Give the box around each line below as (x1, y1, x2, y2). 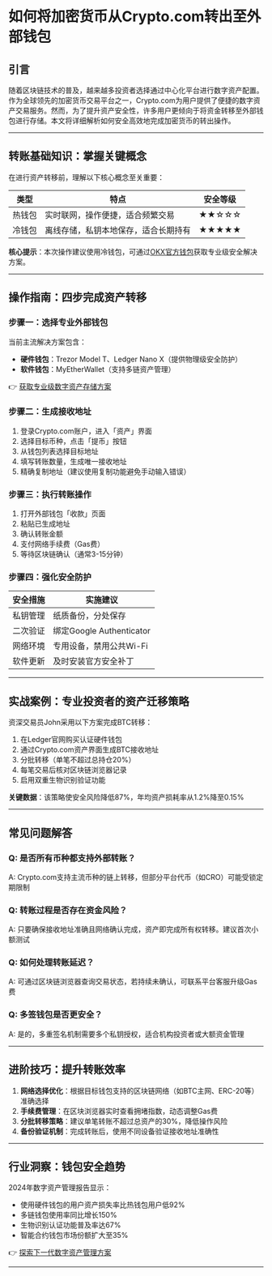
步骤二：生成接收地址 (8, 406, 91, 417)
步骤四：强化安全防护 (8, 572, 91, 583)
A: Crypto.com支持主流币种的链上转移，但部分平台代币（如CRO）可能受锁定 (8, 872, 264, 881)
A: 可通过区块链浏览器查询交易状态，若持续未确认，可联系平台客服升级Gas (8, 977, 257, 987)
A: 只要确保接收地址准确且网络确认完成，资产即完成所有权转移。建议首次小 (8, 924, 259, 934)
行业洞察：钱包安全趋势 (8, 1159, 125, 1173)
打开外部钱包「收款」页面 (19, 509, 106, 519)
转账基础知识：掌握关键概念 (8, 149, 147, 163)
